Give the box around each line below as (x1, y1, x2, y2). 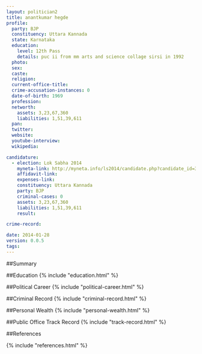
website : (11, 132, 34, 139)
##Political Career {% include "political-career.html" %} (6, 283, 144, 290)
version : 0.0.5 (6, 238, 44, 244)
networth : (11, 104, 36, 110)
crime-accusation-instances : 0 (11, 87, 90, 93)
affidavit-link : (17, 171, 58, 177)
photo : (11, 59, 28, 65)
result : (17, 210, 36, 217)
